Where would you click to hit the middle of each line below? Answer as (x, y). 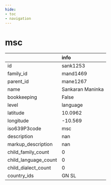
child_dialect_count (29, 168)
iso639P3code (24, 128)
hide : (10, 9)
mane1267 (74, 82)
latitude (16, 113)
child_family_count (28, 152)
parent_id (18, 82)
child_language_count (32, 160)
